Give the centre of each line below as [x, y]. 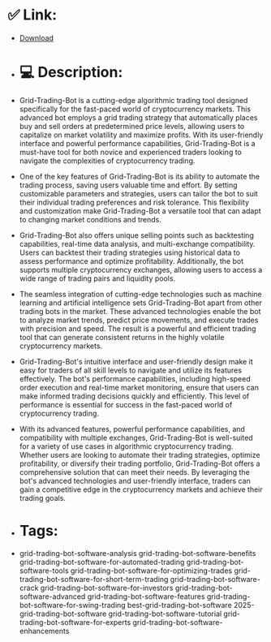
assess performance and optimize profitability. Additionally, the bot [131, 261]
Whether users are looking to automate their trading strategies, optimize [140, 455]
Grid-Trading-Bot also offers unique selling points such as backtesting [137, 235]
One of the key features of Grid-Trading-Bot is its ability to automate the [140, 176]
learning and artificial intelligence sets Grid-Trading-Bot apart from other [141, 303]
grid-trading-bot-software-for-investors [107, 588]
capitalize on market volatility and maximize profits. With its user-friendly [141, 135]
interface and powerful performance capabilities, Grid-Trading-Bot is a [138, 143]
